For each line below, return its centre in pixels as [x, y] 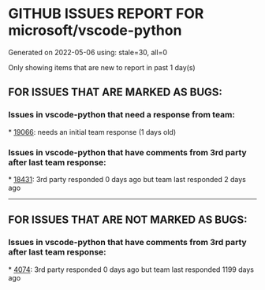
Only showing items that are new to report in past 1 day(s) [102, 67]
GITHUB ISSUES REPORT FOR [106, 14]
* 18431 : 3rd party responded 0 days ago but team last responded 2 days [127, 179]
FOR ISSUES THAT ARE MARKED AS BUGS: [116, 93]
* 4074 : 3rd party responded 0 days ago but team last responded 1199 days [131, 270]
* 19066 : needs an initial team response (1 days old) [92, 132]
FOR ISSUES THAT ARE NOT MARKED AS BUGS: [128, 220]
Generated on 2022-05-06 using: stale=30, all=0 [88, 52]
